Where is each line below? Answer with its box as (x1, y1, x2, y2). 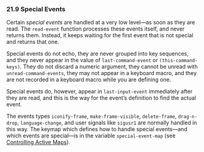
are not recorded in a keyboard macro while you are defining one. (6, 76, 172, 84)
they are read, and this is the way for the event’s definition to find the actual (6, 94, 197, 102)
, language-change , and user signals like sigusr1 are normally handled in (17, 119, 197, 126)
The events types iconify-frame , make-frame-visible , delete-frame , (6, 112, 177, 120)
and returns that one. (6, 38, 59, 46)
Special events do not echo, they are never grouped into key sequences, (6, 50, 189, 57)
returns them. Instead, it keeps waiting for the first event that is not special (6, 32, 194, 39)
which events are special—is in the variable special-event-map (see (6, 132, 176, 139)
